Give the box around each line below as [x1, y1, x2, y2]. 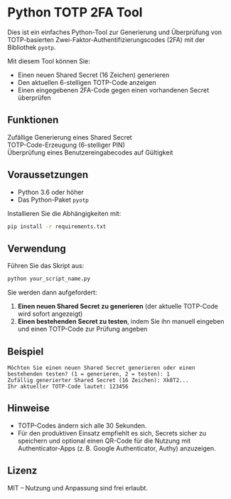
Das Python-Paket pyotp [17, 195, 89, 204]
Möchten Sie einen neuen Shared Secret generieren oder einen [7, 364, 195, 371]
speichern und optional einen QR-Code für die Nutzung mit [17, 436, 191, 445]
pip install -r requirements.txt [7, 222, 107, 230]
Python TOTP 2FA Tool [7, 4, 143, 21]
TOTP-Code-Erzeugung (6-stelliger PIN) [7, 140, 126, 149]
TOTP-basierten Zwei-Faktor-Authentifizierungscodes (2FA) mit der [7, 35, 205, 43]
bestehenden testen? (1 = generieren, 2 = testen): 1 [7, 370, 171, 378]
